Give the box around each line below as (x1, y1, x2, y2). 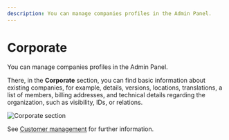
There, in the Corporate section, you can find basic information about (7, 76, 206, 84)
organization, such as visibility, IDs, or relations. (7, 98, 143, 106)
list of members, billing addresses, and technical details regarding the (7, 90, 206, 99)
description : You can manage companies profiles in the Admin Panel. (7, 10, 212, 17)
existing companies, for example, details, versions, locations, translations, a (7, 83, 223, 92)
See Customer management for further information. (7, 125, 154, 133)
